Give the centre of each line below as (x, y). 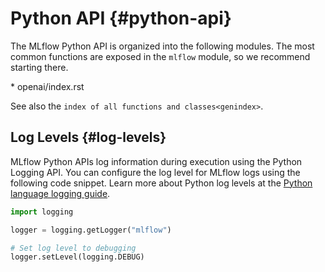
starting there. (39, 67)
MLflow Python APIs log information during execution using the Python (156, 161)
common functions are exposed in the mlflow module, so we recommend (160, 56)
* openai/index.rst (47, 86)
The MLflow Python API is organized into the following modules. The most (162, 46)
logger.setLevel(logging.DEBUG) (77, 257)
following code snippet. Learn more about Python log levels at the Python (161, 183)
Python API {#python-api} (121, 18)
